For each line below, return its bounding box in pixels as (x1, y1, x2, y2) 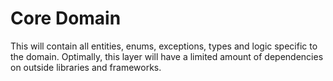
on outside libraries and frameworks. (10, 61, 162, 73)
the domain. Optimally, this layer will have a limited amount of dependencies (10, 50, 324, 62)
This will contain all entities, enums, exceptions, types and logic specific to (10, 40, 318, 52)
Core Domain (10, 7, 122, 30)
